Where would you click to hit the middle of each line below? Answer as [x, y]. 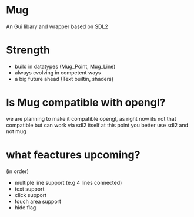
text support [29, 189]
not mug [16, 131]
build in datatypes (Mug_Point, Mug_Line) [65, 66]
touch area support [38, 201]
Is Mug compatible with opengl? [86, 103]
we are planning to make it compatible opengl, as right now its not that [91, 118]
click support [31, 195]
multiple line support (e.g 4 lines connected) [68, 182]
